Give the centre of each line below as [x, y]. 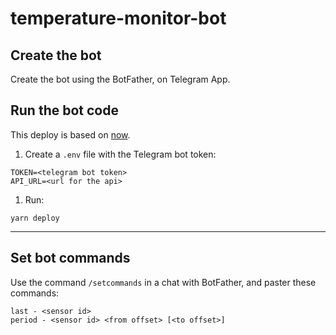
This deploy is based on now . [70, 134]
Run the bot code [64, 110]
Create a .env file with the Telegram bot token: [120, 154]
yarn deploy [35, 218]
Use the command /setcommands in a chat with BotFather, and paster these [163, 282]
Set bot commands [70, 258]
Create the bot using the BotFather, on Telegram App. [120, 79]
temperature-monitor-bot [118, 18]
